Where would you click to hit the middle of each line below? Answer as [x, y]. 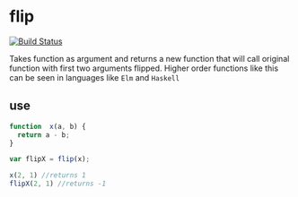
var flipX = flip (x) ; [50, 159]
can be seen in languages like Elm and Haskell [95, 77]
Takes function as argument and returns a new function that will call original [149, 58]
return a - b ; [44, 135]
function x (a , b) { [48, 126]
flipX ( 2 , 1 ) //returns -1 [57, 184]
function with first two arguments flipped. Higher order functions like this [144, 68]
